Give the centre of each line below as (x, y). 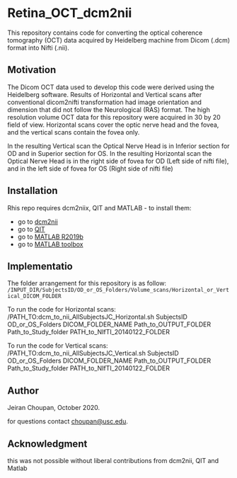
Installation (33, 191)
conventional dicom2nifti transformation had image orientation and (104, 102)
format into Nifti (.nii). (38, 47)
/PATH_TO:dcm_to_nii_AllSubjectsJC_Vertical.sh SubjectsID (93, 353)
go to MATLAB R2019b (50, 237)
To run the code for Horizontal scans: (62, 309)
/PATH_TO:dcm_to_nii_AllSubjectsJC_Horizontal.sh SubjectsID (97, 317)
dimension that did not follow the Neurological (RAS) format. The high (109, 109)
